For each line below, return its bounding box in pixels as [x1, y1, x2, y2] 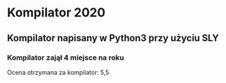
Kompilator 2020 [7, 5, 106, 21]
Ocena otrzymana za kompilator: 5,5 [7, 68, 110, 76]
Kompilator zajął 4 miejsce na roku [7, 53, 125, 62]
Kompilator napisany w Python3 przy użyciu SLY [7, 32, 219, 44]
